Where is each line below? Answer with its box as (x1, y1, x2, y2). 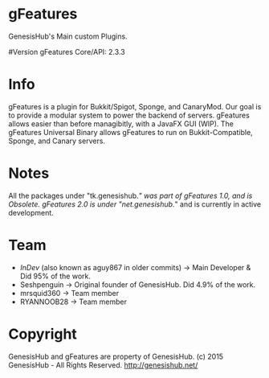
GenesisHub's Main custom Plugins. (8, 31, 128, 41)
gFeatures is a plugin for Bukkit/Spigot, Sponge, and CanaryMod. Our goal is (8, 101, 262, 111)
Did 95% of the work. (19, 271, 91, 281)
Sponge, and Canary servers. (8, 136, 106, 146)
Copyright (8, 325, 78, 343)
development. (8, 207, 54, 217)
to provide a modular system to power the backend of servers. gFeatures (8, 110, 251, 120)
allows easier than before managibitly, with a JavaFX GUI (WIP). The (8, 118, 234, 129)
